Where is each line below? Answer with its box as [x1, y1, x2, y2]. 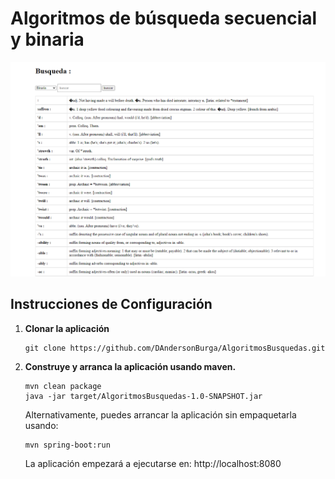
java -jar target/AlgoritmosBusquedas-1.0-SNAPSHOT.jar [24, 391, 263, 401]
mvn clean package [24, 381, 102, 391]
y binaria [10, 28, 85, 51]
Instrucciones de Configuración [10, 296, 213, 313]
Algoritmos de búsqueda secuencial [10, 7, 318, 30]
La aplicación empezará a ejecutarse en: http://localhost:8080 [24, 457, 282, 469]
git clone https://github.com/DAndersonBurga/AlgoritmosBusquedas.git [24, 343, 326, 353]
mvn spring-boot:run [24, 440, 111, 450]
